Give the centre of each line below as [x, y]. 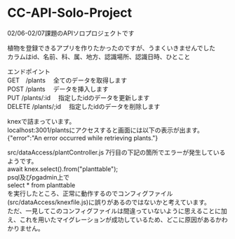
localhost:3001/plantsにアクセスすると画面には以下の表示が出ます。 [105, 130]
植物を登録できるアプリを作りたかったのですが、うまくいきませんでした [112, 48]
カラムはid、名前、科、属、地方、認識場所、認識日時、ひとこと [99, 57]
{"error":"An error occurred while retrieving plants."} [83, 138]
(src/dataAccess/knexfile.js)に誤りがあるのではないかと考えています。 [109, 202]
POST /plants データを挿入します [58, 89]
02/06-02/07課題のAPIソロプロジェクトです [71, 33]
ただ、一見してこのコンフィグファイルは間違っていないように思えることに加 [117, 210]
